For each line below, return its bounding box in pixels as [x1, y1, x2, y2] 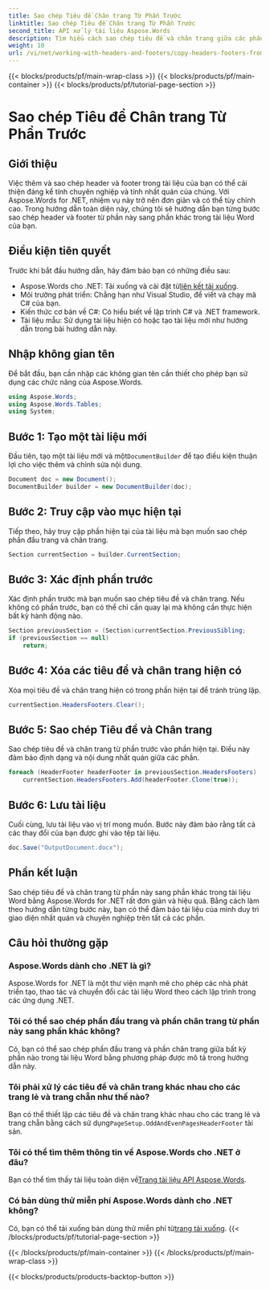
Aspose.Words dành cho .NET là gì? [8, 960, 151, 971]
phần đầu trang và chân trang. [8, 535, 108, 544]
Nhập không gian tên [8, 347, 115, 361]
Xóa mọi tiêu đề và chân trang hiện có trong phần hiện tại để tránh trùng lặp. [8, 685, 261, 695]
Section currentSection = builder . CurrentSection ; [8, 550, 182, 559]
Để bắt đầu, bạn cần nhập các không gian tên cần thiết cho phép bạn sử [8, 368, 248, 378]
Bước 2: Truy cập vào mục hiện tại [8, 505, 182, 519]
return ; [22, 642, 48, 650]
